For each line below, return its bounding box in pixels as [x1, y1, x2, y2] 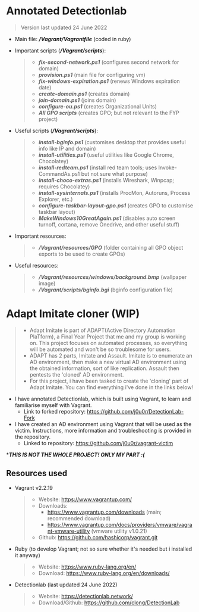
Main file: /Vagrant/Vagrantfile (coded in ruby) [14, 35, 131, 42]
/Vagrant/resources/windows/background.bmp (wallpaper [38, 273, 187, 281]
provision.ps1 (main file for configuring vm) [38, 71, 146, 78]
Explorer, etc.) [38, 195, 73, 203]
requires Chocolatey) [38, 183, 90, 190]
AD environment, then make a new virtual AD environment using [29, 358, 187, 365]
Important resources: [14, 232, 67, 240]
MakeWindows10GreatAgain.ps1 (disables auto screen [38, 215, 176, 222]
